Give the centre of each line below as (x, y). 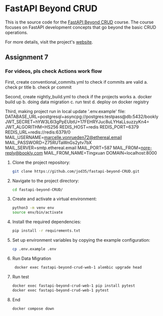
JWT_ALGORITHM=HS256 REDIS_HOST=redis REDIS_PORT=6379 (72, 127)
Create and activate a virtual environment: (54, 199)
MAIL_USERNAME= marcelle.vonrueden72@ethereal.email (64, 137)
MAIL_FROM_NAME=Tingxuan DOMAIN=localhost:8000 (101, 153)
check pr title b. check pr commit (38, 87)
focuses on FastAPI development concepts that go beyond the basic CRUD (81, 27)
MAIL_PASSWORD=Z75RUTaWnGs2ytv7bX (48, 142)
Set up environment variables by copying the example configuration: (81, 240)
